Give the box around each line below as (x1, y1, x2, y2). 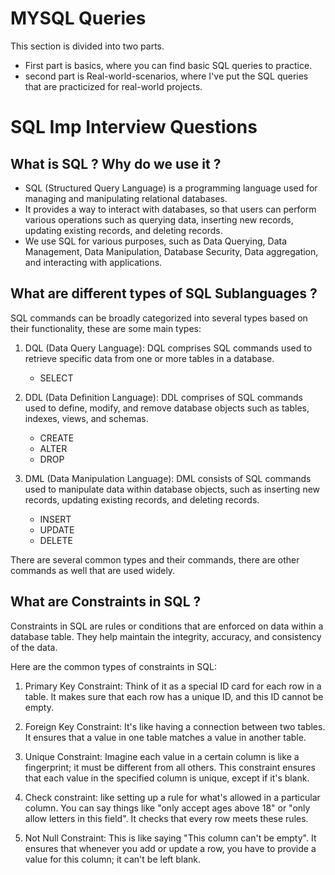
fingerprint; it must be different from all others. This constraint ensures (24, 761, 316, 773)
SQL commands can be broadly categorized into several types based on (10, 312, 308, 324)
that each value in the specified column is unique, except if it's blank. (24, 772, 310, 784)
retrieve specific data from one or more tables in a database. (24, 352, 275, 364)
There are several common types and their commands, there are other (10, 553, 300, 566)
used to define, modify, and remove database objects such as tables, (24, 402, 310, 414)
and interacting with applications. (24, 256, 163, 268)
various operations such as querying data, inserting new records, (24, 213, 294, 226)
